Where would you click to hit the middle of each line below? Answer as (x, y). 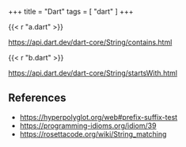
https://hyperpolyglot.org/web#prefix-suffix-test (99, 117)
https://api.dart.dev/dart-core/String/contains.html (90, 42)
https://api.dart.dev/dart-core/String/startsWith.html (93, 73)
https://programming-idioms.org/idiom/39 (88, 126)
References (37, 98)
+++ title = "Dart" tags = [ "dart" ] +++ (71, 12)
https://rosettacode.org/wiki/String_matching (93, 133)
